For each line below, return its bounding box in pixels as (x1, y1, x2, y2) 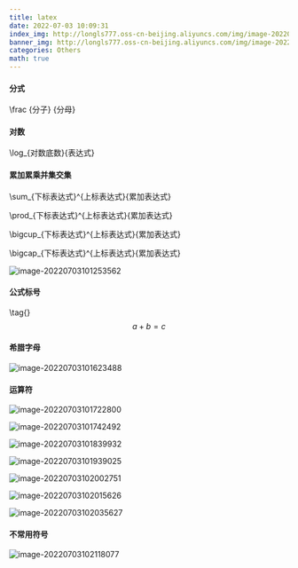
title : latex (9, 12, 58, 22)
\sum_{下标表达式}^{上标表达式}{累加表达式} (9, 191, 171, 201)
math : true (9, 54, 50, 63)
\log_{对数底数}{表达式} (9, 147, 95, 158)
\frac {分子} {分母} (9, 104, 76, 115)
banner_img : (9, 37, 53, 47)
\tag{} (9, 307, 31, 318)
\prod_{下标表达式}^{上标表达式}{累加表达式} (9, 209, 173, 220)
